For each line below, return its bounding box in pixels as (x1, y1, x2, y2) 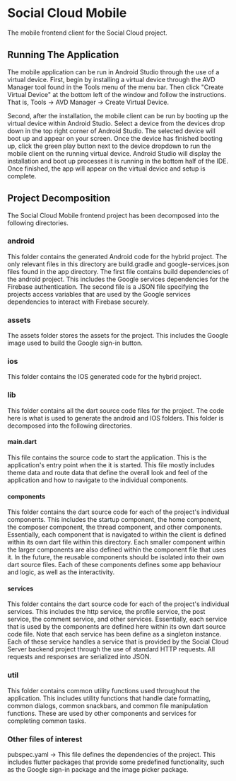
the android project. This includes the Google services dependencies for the (7, 275, 230, 283)
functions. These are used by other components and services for (7, 709, 196, 717)
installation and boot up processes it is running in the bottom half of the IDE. (7, 156, 229, 165)
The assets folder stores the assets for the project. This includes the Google (7, 331, 228, 340)
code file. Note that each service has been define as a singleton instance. (7, 630, 222, 639)
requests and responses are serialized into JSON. (7, 653, 152, 661)
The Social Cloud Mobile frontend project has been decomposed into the (7, 211, 220, 220)
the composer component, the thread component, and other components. (7, 523, 223, 532)
